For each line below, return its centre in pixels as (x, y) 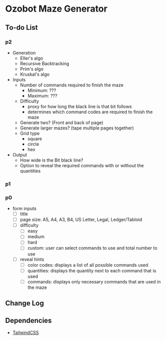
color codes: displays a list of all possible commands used (88, 265)
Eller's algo (31, 58)
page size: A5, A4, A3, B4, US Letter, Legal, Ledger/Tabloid (81, 220)
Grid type (30, 133)
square (35, 138)
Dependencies (28, 321)
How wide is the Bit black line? (52, 160)
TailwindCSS (26, 332)
